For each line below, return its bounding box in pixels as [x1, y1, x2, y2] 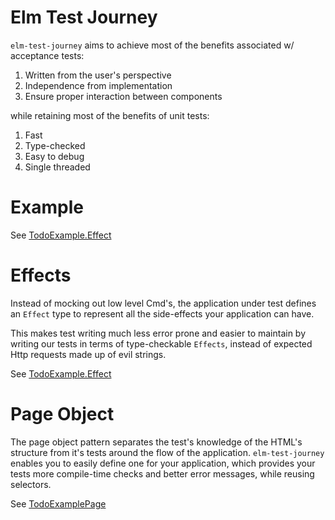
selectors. [10, 478, 52, 490]
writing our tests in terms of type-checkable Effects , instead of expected [10, 337, 313, 350]
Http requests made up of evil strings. [10, 348, 167, 360]
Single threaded [24, 161, 91, 173]
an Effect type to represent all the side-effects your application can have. [10, 307, 315, 320]
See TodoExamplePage [10, 497, 107, 510]
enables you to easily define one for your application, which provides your [10, 457, 316, 469]
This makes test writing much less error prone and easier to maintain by [10, 327, 307, 339]
